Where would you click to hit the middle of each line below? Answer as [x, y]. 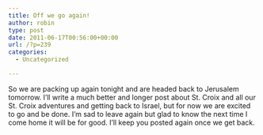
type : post [26, 30]
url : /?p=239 [30, 45]
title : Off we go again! [49, 15]
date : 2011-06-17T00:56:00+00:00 [63, 37]
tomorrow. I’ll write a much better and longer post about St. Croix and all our [132, 97]
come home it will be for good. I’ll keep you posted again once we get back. [131, 122]
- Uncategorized [42, 60]
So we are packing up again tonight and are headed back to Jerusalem [124, 88]
